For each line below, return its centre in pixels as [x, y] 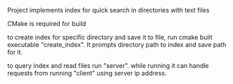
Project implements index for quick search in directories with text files [108, 10]
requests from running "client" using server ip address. [87, 73]
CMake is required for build [47, 23]
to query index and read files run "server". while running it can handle [108, 65]
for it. [15, 52]
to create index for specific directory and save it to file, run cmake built [110, 37]
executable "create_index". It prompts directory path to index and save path [117, 44]
